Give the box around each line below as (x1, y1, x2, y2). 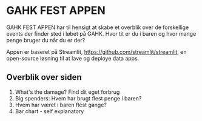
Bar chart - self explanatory (15, 107, 84, 115)
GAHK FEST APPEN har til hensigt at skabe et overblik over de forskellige (6, 24, 189, 31)
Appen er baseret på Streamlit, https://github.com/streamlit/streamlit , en (6, 48, 187, 55)
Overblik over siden (6, 72, 82, 82)
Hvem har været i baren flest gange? (15, 101, 107, 108)
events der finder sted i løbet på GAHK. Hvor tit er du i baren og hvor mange (6, 30, 197, 37)
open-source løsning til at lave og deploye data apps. (6, 54, 140, 62)
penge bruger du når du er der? (6, 36, 86, 44)
